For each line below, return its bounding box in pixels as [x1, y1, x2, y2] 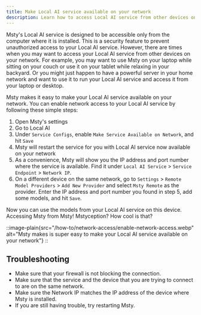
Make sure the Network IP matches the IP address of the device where [14, 289, 190, 296]
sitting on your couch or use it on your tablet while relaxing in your [6, 62, 169, 70]
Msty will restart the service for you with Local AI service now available [14, 143, 191, 151]
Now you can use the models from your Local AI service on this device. [6, 206, 182, 213]
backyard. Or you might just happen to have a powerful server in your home [6, 69, 193, 76]
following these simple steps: [6, 106, 78, 113]
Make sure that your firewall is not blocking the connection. [14, 270, 162, 277]
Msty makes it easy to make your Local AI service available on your [6, 94, 172, 101]
